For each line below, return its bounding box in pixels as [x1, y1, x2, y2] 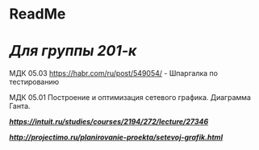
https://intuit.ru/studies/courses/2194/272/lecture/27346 [9, 117, 209, 127]
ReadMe [9, 5, 66, 23]
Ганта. [9, 102, 31, 111]
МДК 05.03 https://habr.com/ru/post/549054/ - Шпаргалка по [9, 69, 219, 78]
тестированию [9, 77, 60, 87]
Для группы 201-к [9, 42, 137, 60]
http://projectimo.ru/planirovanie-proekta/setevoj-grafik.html [9, 132, 223, 142]
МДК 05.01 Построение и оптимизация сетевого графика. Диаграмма [9, 93, 251, 102]
